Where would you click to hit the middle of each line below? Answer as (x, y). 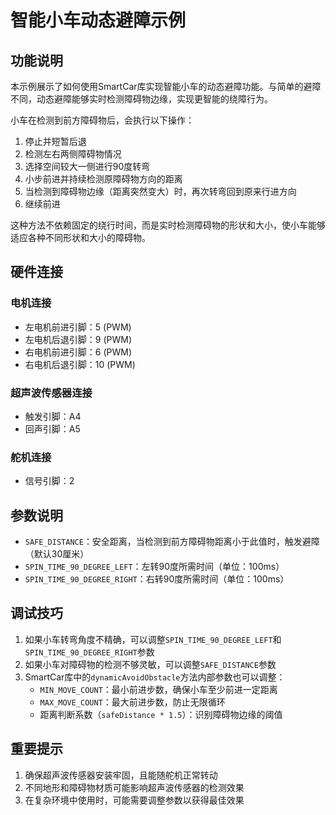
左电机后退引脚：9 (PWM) (78, 339)
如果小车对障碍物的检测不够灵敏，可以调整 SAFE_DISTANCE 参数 (150, 664)
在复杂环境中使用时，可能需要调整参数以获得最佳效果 (134, 800)
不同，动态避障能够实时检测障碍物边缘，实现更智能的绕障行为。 (141, 99)
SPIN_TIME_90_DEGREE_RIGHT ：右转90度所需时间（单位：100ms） (157, 579)
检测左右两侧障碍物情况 (73, 154)
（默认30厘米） (57, 554)
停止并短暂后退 (55, 141)
